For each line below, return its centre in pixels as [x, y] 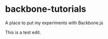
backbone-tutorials [46, 9]
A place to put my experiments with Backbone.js [54, 23]
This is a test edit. [23, 32]
